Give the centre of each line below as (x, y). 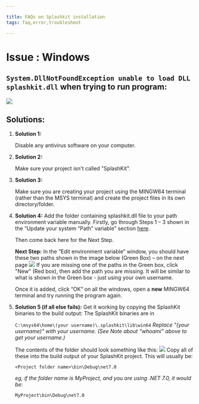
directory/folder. (35, 204)
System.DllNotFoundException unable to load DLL (98, 78)
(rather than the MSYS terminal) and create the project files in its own (100, 198)
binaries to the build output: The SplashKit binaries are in (85, 313)
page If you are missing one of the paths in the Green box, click (96, 265)
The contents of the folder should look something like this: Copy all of (104, 350)
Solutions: (26, 119)
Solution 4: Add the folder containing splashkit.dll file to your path (96, 216)
